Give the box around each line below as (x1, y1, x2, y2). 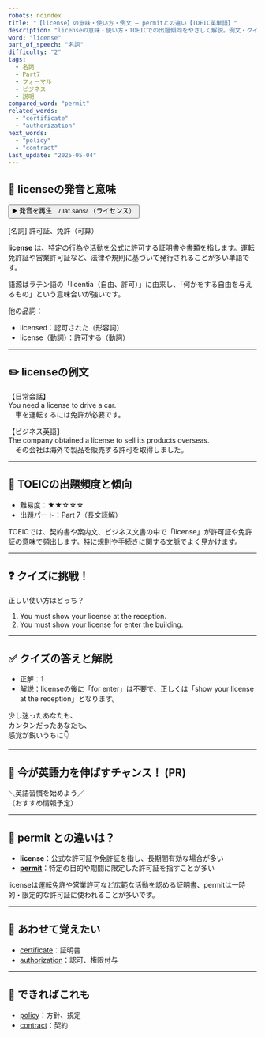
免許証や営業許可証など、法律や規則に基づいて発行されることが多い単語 (8, 253, 243, 262)
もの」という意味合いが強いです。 (14, 289, 125, 299)
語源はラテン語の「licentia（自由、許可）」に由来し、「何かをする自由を (8, 280, 239, 289)
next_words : (8, 129, 47, 137)
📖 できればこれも (8, 988, 91, 1001)
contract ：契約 (19, 1020, 69, 1030)
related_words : (8, 107, 58, 115)
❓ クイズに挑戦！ (8, 570, 89, 583)
